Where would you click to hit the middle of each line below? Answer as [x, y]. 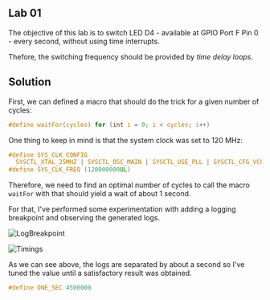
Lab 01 [25, 13]
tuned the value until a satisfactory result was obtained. [100, 273]
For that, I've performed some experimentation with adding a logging [122, 209]
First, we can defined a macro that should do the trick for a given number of [134, 101]
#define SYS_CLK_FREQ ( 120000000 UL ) [70, 170]
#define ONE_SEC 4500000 [50, 288]
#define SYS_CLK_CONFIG [48, 155]
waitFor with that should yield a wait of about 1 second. [100, 194]
